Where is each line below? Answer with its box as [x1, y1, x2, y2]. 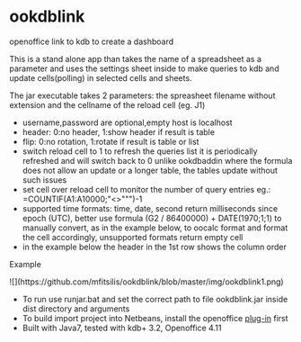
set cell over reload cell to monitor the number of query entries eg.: [22, 184, 271, 194]
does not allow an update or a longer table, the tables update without [22, 165, 279, 175]
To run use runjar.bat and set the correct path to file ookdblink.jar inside [22, 293, 288, 304]
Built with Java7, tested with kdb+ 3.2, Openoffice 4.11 [22, 322, 222, 333]
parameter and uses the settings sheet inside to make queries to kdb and [9, 63, 280, 74]
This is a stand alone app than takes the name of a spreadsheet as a [9, 53, 262, 64]
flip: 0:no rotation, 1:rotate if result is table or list [22, 136, 199, 147]
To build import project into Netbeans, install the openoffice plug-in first [22, 312, 289, 323]
